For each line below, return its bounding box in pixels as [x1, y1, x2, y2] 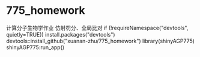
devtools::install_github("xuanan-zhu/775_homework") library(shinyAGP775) [6, 37, 195, 44]
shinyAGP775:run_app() [6, 43, 65, 51]
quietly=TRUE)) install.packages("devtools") [6, 31, 115, 38]
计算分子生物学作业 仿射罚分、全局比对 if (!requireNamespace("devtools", [6, 24, 189, 31]
